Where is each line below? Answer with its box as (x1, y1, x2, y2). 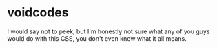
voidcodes (7, 5, 69, 20)
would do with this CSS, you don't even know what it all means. (7, 34, 187, 42)
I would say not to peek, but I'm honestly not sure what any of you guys (7, 27, 210, 35)
